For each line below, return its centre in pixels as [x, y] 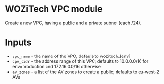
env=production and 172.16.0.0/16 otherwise [57, 66]
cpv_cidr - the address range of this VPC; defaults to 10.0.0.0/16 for [80, 61]
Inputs [18, 42]
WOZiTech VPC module [54, 9]
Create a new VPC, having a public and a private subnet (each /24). [73, 23]
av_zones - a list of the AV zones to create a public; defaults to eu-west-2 [85, 72]
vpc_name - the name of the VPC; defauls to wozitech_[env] [71, 56]
